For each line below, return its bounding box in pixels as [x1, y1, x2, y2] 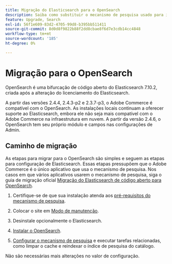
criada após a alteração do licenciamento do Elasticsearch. [5, 90, 130, 96]
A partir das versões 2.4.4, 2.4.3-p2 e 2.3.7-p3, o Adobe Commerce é [5, 99, 153, 105]
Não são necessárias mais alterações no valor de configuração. [5, 253, 140, 259]
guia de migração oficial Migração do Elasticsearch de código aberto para [5, 177, 162, 183]
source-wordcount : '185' [5, 36, 58, 41]
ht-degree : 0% [5, 41, 36, 46]
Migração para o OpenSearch [5, 67, 133, 79]
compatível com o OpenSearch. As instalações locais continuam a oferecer [5, 105, 164, 111]
